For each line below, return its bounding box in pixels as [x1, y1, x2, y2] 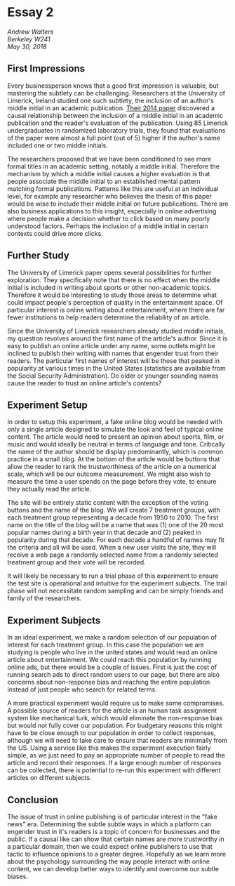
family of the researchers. [7, 594, 82, 602]
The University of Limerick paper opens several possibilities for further [7, 268, 212, 277]
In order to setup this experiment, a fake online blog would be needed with [7, 418, 222, 426]
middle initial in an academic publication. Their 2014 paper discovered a [7, 103, 215, 112]
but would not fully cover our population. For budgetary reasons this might [7, 721, 222, 730]
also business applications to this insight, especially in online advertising [7, 206, 217, 215]
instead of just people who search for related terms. [7, 685, 158, 694]
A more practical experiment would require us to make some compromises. [7, 699, 224, 708]
